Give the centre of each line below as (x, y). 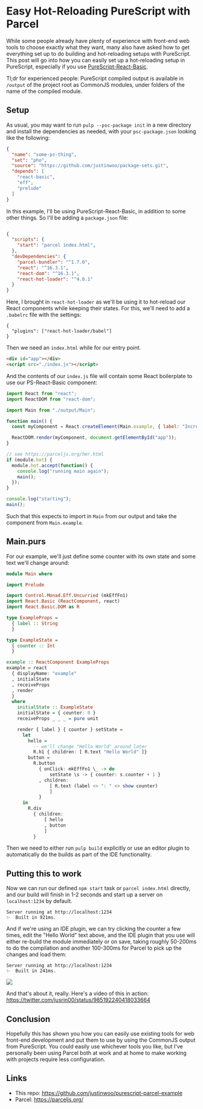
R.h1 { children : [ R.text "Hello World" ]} (90, 752)
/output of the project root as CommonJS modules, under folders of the (96, 85)
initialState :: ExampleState (55, 707)
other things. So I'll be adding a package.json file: (67, 218)
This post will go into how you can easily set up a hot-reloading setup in (96, 60)
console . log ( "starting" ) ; (39, 499)
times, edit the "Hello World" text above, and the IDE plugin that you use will (101, 935)
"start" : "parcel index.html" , (56, 245)
